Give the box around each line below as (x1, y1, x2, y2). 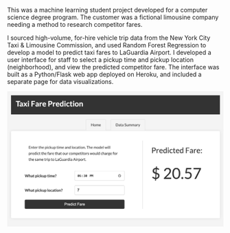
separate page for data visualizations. (7, 78, 114, 85)
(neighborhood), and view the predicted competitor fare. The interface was (7, 63, 220, 71)
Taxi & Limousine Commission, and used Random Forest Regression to (7, 41, 207, 49)
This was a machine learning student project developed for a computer (7, 6, 208, 14)
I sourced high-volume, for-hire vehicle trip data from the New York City (7, 34, 211, 42)
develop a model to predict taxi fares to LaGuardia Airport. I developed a (7, 48, 211, 56)
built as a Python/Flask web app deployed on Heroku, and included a (7, 70, 202, 78)
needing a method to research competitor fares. (7, 21, 143, 28)
